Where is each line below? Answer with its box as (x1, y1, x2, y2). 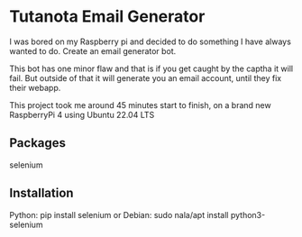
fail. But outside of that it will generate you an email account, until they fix (9, 72, 282, 83)
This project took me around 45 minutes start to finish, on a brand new (9, 99, 272, 110)
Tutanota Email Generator (9, 6, 206, 27)
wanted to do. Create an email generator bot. (9, 45, 177, 56)
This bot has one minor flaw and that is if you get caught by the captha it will (9, 63, 294, 74)
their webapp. (9, 82, 61, 93)
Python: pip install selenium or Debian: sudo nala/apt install (9, 209, 229, 220)
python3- (230, 209, 266, 220)
